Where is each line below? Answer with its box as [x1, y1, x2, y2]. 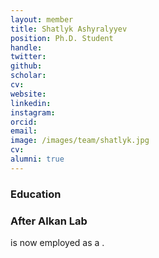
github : [10, 61, 43, 71]
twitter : [10, 52, 47, 62]
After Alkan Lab [10, 214, 88, 228]
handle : [10, 42, 43, 53]
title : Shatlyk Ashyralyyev [10, 24, 128, 34]
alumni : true [10, 154, 65, 164]
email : [10, 126, 38, 136]
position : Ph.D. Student [10, 33, 114, 43]
